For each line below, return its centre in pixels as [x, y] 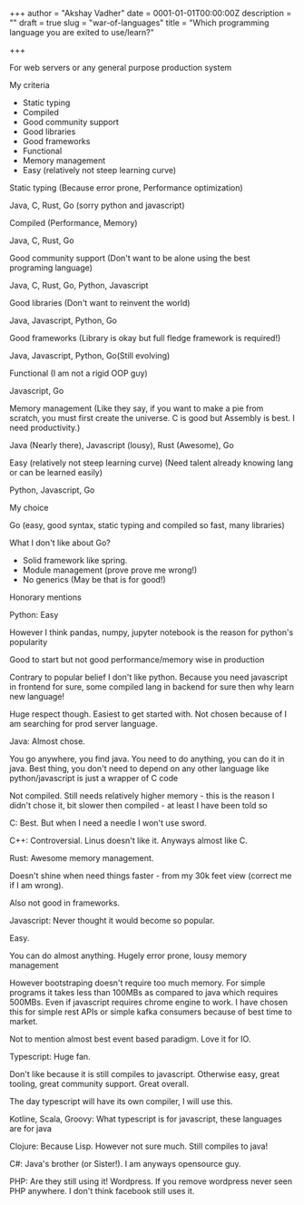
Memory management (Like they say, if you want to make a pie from [137, 408]
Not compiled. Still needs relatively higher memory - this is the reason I [142, 796]
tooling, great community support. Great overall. [99, 1084]
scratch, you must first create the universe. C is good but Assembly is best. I [152, 418]
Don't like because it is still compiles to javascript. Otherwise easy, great [144, 1074]
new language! [37, 696]
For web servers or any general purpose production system [121, 68]
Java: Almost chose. [48, 741]
